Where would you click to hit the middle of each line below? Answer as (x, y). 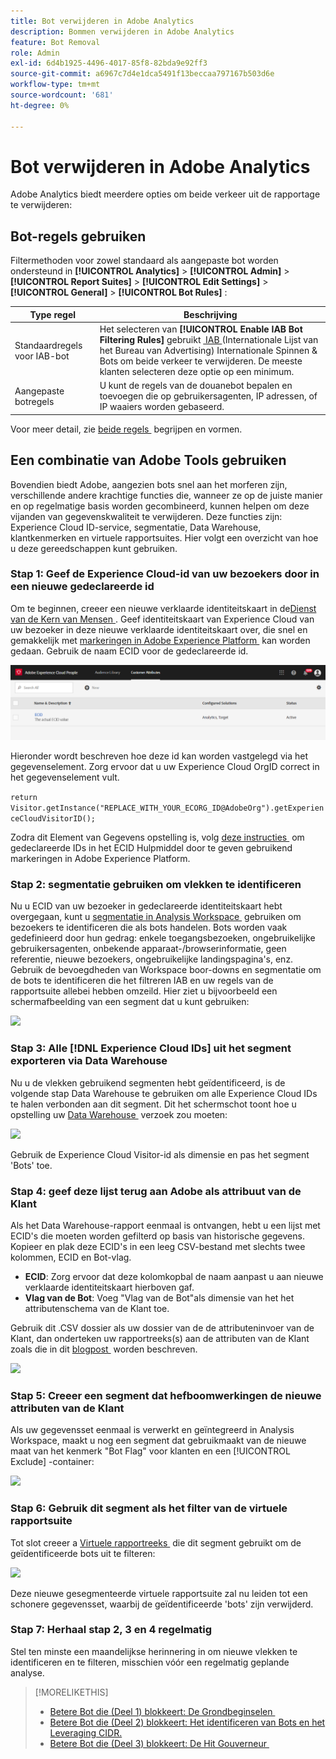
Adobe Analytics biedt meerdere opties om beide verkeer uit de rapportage (165, 194)
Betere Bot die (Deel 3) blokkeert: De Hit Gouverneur (158, 1743)
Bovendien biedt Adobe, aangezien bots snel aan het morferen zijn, (149, 484)
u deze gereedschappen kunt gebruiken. (94, 548)
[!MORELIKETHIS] (71, 1692)
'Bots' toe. (31, 1165)
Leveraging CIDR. (86, 1732)
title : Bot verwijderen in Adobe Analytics (102, 21)
